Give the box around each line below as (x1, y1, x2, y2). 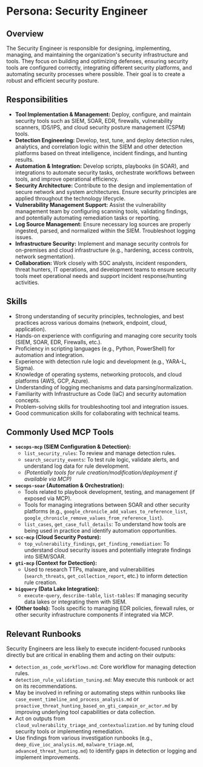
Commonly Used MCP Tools (6, 427, 114, 437)
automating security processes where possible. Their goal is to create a (6, 71, 185, 77)
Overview (6, 29, 44, 39)
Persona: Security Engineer (6, 4, 148, 18)
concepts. (15, 397, 41, 404)
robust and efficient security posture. (6, 77, 99, 84)
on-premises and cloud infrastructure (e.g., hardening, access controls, (15, 246, 194, 254)
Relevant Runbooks (6, 628, 82, 639)
